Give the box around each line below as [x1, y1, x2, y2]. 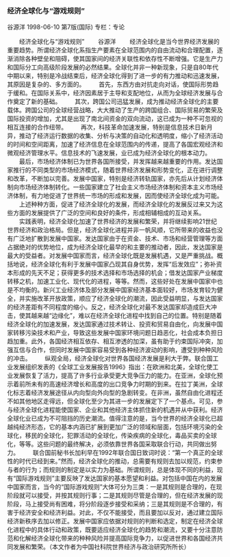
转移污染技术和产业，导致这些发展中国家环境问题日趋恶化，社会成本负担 [12, 329, 217, 337]
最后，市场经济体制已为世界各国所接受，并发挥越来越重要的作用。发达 [18, 158, 217, 166]
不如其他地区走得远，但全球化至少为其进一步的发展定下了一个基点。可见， [7, 397, 217, 406]
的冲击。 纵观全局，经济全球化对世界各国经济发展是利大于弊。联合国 [7, 354, 213, 362]
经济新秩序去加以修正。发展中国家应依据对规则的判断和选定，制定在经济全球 [7, 517, 223, 525]
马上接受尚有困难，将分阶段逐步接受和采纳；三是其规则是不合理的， [25, 500, 217, 508]
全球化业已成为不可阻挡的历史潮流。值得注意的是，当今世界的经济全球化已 [7, 414, 217, 423]
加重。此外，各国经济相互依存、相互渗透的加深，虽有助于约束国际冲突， [12, 337, 217, 345]
